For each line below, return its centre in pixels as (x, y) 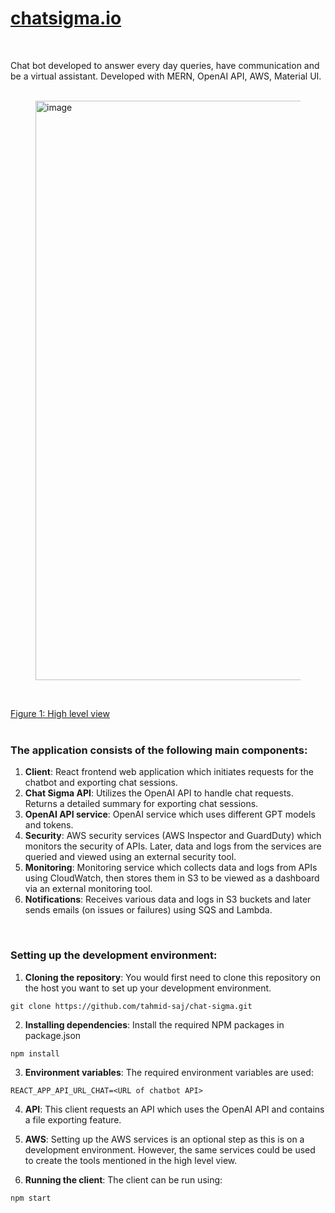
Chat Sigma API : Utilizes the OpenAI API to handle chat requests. (159, 793)
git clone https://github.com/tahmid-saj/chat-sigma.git (131, 1006)
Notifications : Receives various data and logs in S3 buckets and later (168, 899)
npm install (35, 1053)
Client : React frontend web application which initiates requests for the (169, 772)
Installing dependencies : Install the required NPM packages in (154, 1024)
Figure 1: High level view (60, 713)
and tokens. (49, 825)
